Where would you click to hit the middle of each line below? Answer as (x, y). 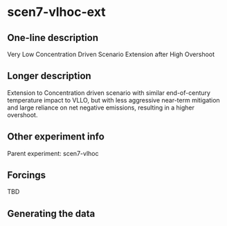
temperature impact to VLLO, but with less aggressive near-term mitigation (113, 100)
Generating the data (51, 213)
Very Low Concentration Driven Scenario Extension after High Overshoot (111, 54)
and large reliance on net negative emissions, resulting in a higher (101, 107)
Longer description (49, 76)
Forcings (27, 175)
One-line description (53, 38)
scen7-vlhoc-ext (56, 12)
